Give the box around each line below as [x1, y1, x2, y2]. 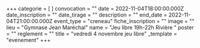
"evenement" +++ [6, 37, 51, 43]
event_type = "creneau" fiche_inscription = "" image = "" [53, 18, 195, 24]
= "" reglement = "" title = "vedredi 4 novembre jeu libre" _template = [6, 30, 177, 37]
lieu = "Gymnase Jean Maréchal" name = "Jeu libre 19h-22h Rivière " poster [6, 24, 194, 31]
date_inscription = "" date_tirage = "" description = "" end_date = [6, 11, 168, 18]
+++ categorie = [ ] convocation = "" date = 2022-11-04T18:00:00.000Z [6, 5, 184, 12]
